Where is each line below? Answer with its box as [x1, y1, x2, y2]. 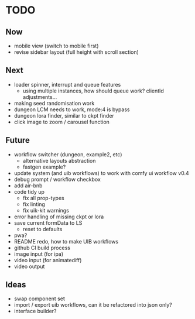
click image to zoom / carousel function [13, 118, 110, 125]
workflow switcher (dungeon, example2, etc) [13, 150, 122, 158]
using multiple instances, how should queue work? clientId [22, 87, 165, 94]
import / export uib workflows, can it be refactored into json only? [13, 301, 172, 308]
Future [5, 135, 30, 145]
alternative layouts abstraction [22, 157, 96, 164]
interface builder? [13, 308, 57, 315]
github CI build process [13, 244, 71, 251]
